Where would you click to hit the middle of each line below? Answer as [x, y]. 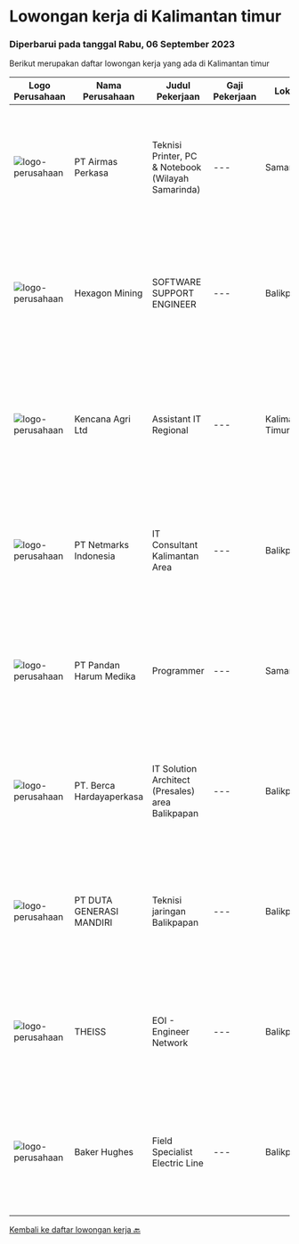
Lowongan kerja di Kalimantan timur [145, 16]
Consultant [175, 545]
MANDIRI [93, 922]
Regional [170, 430]
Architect [171, 780]
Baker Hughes [104, 1152]
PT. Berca [95, 786]
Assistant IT [177, 419]
